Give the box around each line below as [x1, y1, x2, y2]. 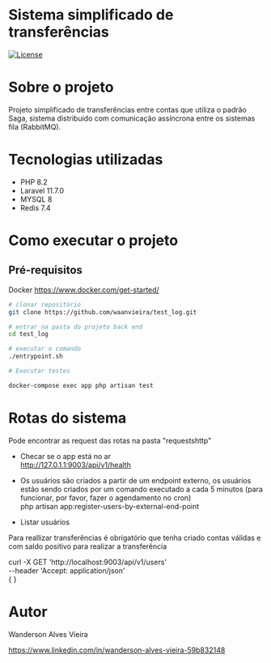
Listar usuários [19, 516, 70, 527]
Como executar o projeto [8, 232, 179, 249]
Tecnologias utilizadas [8, 151, 163, 169]
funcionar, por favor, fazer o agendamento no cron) [19, 492, 192, 503]
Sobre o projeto [8, 79, 114, 96]
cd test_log [8, 330, 49, 338]
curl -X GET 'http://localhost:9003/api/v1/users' [8, 557, 167, 567]
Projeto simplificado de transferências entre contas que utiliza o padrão [8, 104, 247, 114]
